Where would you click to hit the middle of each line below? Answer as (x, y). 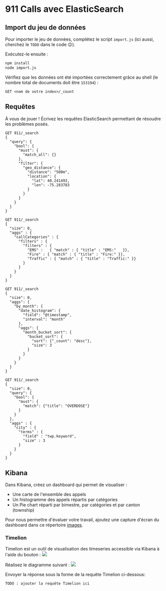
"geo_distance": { (42, 168)
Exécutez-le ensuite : (27, 54)
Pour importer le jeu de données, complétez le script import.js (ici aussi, (80, 39)
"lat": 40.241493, (51, 181)
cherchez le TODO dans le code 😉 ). (40, 45)
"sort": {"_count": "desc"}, (62, 341)
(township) (23, 510)
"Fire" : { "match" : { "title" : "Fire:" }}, (76, 254)
